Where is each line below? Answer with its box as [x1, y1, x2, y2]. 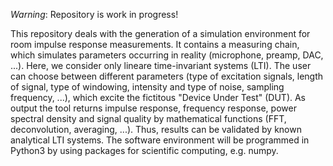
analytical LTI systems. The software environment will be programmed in [10, 134, 310, 146]
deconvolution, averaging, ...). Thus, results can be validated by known [10, 124, 302, 135]
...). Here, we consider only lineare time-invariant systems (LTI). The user [10, 60, 312, 71]
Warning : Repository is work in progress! [10, 9, 179, 20]
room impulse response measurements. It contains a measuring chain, [10, 39, 300, 50]
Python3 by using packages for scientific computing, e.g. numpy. [10, 145, 279, 156]
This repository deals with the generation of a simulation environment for [10, 28, 311, 39]
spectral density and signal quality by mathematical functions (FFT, [10, 113, 287, 124]
